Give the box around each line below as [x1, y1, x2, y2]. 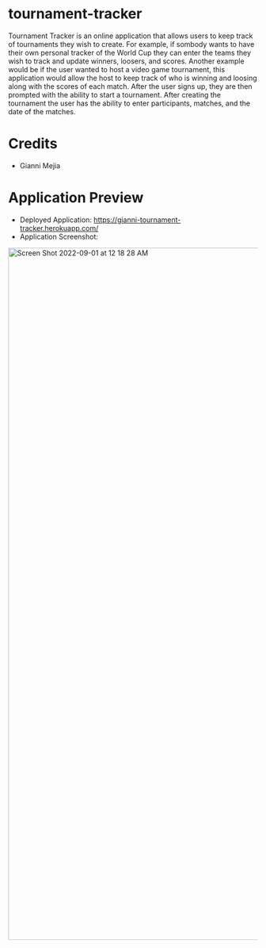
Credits [8, 135, 58, 153]
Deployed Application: [19, 215, 93, 225]
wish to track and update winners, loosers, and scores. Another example [8, 56, 245, 66]
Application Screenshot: [19, 232, 99, 241]
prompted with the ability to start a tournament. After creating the [8, 90, 222, 99]
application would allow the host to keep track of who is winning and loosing [8, 73, 257, 83]
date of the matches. [8, 106, 76, 116]
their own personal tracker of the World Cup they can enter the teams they [8, 48, 252, 57]
